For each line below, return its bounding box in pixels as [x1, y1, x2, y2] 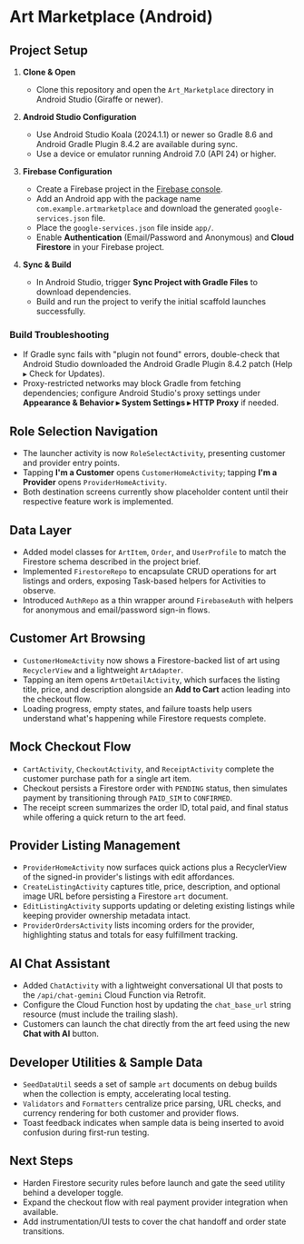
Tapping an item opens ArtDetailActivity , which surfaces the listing [22, 674, 280, 685]
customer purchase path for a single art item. [22, 772, 192, 783]
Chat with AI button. [22, 1029, 100, 1040]
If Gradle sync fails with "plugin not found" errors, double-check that [22, 349, 280, 360]
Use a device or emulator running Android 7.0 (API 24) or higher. [35, 148, 277, 159]
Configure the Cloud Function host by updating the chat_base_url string [22, 1000, 292, 1010]
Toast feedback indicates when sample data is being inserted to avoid [22, 1117, 284, 1128]
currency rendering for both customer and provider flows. [22, 1107, 239, 1119]
